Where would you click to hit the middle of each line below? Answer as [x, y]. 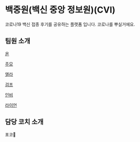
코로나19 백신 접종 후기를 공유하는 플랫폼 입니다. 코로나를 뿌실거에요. [70, 24]
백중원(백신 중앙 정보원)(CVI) [60, 10]
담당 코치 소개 [24, 122]
